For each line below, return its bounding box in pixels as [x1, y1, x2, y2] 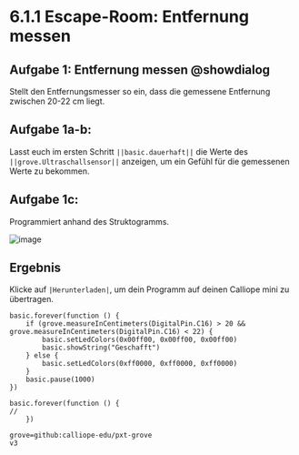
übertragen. [9, 294, 55, 305]
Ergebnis [9, 260, 62, 276]
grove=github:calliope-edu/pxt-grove [9, 430, 153, 440]
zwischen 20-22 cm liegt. [9, 96, 105, 106]
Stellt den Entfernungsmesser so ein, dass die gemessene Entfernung [9, 86, 271, 96]
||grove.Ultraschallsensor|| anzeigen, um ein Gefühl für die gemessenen [9, 156, 290, 167]
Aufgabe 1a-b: [9, 122, 93, 137]
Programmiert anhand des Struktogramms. [9, 216, 170, 227]
